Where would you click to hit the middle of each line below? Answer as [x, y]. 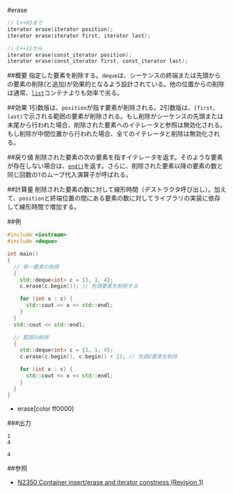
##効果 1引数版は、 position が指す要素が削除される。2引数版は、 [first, [112, 108]
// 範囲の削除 [31, 337]
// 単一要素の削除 [37, 267]
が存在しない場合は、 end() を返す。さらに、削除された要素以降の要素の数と [115, 166]
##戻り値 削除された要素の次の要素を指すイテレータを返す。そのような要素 [115, 157]
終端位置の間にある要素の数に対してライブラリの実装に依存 [135, 198]
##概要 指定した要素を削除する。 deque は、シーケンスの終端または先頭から [114, 75]
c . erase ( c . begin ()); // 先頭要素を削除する [79, 286]
